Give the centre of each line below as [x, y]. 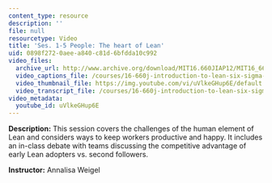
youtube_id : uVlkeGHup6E [57, 106]
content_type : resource [49, 16]
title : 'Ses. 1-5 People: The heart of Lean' [86, 46]
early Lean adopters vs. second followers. [78, 155]
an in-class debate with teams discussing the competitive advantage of [127, 146]
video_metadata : [36, 98]
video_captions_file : [52, 76]
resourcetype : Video [43, 38]
